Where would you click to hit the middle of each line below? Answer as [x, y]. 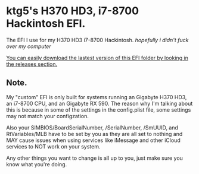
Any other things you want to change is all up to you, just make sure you [95, 158]
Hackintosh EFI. [46, 23]
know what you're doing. [37, 164]
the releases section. [32, 64]
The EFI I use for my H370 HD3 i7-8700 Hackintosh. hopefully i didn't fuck [97, 40]
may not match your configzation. [48, 116]
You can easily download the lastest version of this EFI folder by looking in [97, 58]
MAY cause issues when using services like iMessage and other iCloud [93, 140]
